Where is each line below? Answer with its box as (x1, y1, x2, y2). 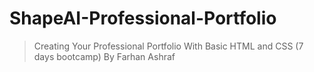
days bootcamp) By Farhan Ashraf (33, 50, 176, 62)
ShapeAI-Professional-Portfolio (9, 7, 277, 30)
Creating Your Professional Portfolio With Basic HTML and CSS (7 (33, 40, 304, 52)
